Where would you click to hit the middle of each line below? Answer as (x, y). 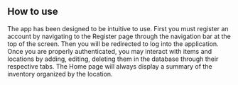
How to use (33, 12)
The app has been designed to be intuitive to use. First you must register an (118, 28)
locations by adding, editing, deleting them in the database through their (113, 59)
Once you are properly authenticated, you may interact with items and (110, 51)
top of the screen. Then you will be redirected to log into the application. (113, 44)
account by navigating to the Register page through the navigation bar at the (119, 36)
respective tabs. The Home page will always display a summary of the (110, 66)
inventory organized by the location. (60, 74)
